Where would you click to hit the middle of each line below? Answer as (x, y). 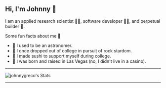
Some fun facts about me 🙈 (33, 36)
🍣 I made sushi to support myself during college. (62, 56)
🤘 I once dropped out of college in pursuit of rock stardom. (72, 50)
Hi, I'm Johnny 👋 (31, 9)
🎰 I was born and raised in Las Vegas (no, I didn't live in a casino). (79, 61)
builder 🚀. (15, 26)
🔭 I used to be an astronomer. (42, 45)
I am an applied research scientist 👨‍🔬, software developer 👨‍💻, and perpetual (83, 21)
